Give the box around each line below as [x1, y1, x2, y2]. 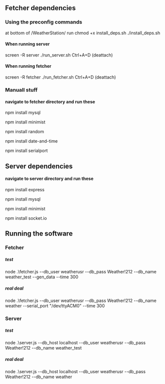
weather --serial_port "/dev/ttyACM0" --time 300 [5, 303, 105, 309]
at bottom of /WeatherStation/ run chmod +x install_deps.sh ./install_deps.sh [5, 30, 161, 36]
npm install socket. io [5, 215, 47, 221]
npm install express [5, 186, 45, 192]
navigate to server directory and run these [5, 176, 94, 181]
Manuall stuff [5, 87, 38, 93]
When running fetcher [5, 63, 52, 69]
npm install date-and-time [5, 138, 58, 144]
